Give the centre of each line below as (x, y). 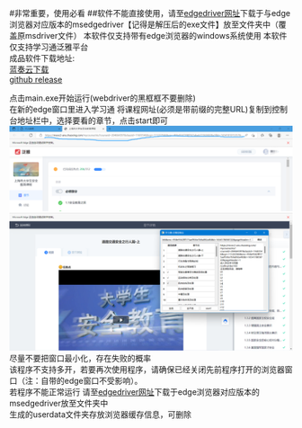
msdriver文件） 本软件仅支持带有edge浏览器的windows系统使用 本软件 (156, 36)
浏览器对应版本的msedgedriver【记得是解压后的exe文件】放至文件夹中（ (144, 24)
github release (36, 80)
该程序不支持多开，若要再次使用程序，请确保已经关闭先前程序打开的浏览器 (147, 369)
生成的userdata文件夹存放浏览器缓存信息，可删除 (100, 414)
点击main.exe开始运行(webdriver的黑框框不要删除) (102, 98)
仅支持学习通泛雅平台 (49, 47)
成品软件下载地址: (42, 58)
